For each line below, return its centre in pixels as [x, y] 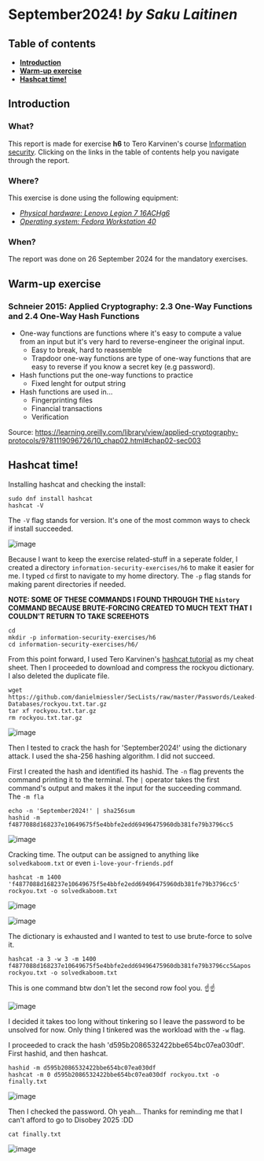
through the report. [39, 160]
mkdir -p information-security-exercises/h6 [82, 637]
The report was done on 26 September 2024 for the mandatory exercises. [128, 259]
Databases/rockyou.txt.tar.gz [58, 704]
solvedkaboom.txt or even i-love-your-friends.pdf [91, 862]
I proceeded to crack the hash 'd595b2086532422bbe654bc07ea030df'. [126, 1044]
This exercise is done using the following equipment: [93, 198]
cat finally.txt [35, 1134]
